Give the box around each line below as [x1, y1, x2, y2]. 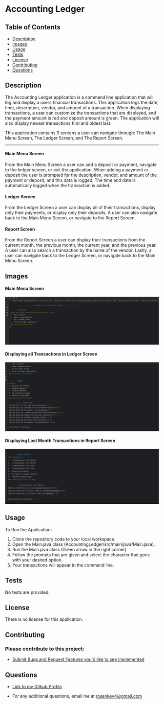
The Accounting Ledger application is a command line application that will [5, 94, 154, 100]
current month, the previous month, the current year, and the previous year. [5, 242, 157, 248]
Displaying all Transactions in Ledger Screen [5, 351, 98, 357]
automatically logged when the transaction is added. [5, 183, 111, 188]
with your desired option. [12, 557, 62, 563]
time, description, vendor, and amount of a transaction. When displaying [5, 104, 150, 111]
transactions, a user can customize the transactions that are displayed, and [5, 110, 156, 116]
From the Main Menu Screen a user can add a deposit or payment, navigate [5, 162, 157, 167]
